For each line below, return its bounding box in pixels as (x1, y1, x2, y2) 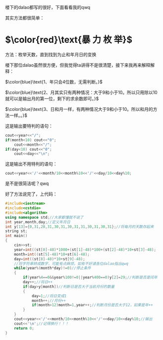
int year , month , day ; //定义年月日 (5, 219, 70, 225)
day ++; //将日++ (23, 280, 53, 285)
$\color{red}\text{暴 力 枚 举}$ (5, 34, 133, 46)
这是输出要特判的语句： (5, 123, 53, 129)
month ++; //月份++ (31, 298, 66, 303)
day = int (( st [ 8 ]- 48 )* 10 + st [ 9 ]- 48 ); (14, 256, 85, 261)
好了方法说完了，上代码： (5, 191, 57, 197)
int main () (5, 233, 28, 239)
